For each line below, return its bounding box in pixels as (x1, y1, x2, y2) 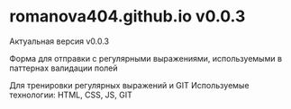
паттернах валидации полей (9, 63, 119, 73)
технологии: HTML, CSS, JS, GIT (9, 89, 133, 100)
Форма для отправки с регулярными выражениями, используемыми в (9, 53, 282, 63)
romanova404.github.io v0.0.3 (9, 6, 246, 27)
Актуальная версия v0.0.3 (9, 36, 110, 46)
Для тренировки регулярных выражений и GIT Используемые (9, 80, 250, 90)
